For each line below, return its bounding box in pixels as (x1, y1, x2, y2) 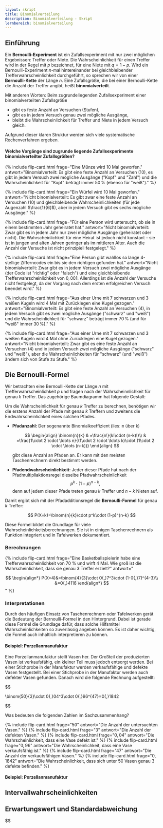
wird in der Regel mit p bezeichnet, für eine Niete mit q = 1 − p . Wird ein (5, 62, 148, 68)
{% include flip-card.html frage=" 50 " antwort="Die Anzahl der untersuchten (5, 722, 158, 728)
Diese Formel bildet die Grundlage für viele (5, 521, 91, 527)
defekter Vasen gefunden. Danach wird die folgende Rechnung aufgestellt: (5, 674, 155, 680)
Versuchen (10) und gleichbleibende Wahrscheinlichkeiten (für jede (5, 199, 140, 205)
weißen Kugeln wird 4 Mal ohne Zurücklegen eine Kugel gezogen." (5, 336, 139, 342)
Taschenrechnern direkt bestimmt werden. (12, 458, 98, 463)
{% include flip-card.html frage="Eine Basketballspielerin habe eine (5, 555, 141, 561)
